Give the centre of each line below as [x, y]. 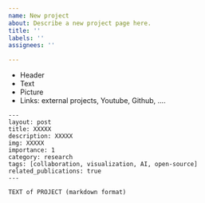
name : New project [39, 16]
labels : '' [26, 38]
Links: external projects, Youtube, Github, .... [93, 101]
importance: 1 [32, 150]
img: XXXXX [26, 143]
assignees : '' [32, 46]
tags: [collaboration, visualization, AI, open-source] [103, 165]
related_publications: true [55, 171]
